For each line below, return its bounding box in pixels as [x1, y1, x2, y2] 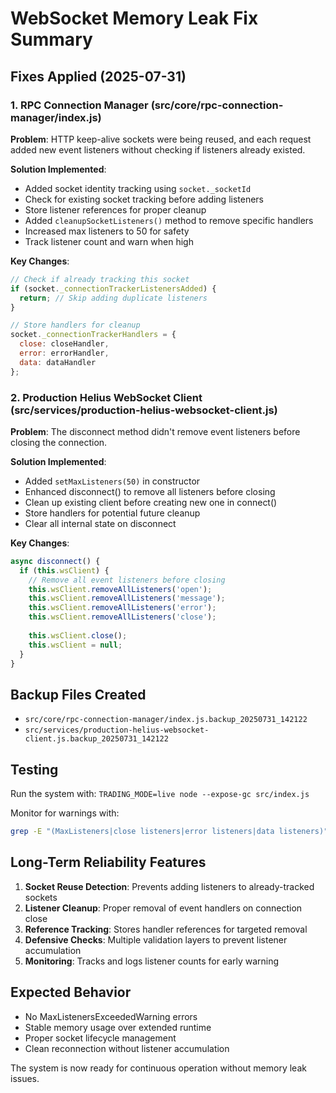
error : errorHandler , [19, 348, 110, 358]
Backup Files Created [10, 686, 147, 703]
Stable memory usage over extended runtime [24, 1021, 212, 1033]
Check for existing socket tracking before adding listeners [24, 193, 265, 205]
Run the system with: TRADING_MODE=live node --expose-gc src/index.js [10, 788, 310, 800]
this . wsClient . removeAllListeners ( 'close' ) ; [28, 612, 217, 622]
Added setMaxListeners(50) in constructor [24, 475, 201, 487]
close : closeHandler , [19, 339, 110, 349]
